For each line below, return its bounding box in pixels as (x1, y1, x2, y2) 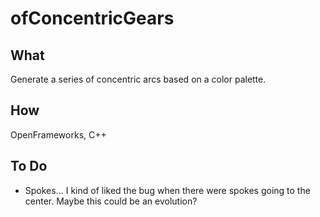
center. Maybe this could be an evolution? (24, 195, 198, 207)
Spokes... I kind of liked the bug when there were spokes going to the (24, 184, 311, 196)
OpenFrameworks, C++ (10, 128, 107, 141)
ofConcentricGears (10, 7, 175, 30)
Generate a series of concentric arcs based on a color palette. (10, 73, 267, 85)
